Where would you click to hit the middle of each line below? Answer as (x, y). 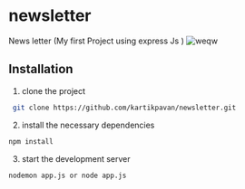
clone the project (54, 90)
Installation (41, 69)
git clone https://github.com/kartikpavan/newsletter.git (124, 108)
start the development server (76, 158)
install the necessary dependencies (88, 125)
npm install (31, 141)
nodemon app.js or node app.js (68, 175)
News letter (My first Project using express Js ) (97, 41)
